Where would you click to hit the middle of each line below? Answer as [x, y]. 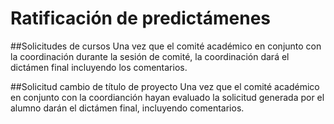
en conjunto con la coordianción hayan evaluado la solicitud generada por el [167, 97]
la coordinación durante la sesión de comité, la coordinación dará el [150, 56]
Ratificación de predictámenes [141, 18]
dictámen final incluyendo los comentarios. [99, 67]
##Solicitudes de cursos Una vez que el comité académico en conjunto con [166, 46]
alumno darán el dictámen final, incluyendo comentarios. [127, 108]
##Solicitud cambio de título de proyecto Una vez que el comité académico [165, 86]
